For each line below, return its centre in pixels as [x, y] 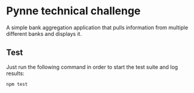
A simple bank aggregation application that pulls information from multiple [97, 27]
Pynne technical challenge [73, 11]
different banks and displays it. [44, 33]
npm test [17, 84]
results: [16, 73]
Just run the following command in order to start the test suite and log [92, 67]
